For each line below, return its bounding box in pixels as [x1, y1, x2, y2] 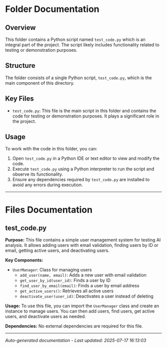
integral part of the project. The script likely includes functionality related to [5, 42, 160, 48]
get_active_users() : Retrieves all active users [19, 288, 114, 294]
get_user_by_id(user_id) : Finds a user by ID [19, 277, 111, 283]
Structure [5, 61, 36, 70]
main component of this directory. [5, 80, 75, 86]
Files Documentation [5, 204, 93, 215]
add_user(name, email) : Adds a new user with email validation [19, 272, 147, 278]
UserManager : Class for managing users [12, 267, 92, 273]
